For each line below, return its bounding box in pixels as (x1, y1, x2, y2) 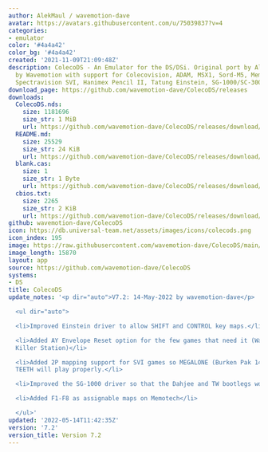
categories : (8, 26, 48, 34)
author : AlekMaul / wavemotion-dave (8, 11, 130, 20)
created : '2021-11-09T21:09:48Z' (8, 57, 120, 65)
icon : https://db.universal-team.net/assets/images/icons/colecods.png (8, 226, 251, 235)
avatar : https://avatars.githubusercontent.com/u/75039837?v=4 (8, 19, 223, 27)
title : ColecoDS (8, 286, 62, 294)
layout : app (8, 256, 48, 264)
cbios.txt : (15, 189, 52, 198)
